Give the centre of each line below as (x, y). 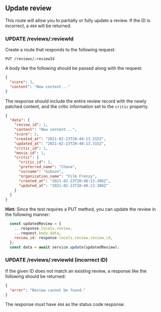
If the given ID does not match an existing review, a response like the (76, 271)
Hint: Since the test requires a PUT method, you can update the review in (80, 209)
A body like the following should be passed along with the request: (74, 68)
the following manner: (27, 215)
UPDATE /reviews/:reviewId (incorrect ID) (56, 260)
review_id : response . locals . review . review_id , (63, 238)
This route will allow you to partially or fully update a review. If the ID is (78, 20)
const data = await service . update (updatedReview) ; (65, 247)
